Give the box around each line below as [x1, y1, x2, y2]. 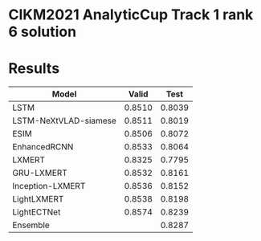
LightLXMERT [12, 194, 64, 205]
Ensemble [12, 219, 50, 231]
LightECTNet [12, 206, 61, 218]
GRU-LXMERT [12, 167, 68, 178]
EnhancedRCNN [12, 141, 74, 153]
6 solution [8, 22, 77, 41]
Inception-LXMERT [12, 181, 86, 192]
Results [8, 59, 60, 78]
